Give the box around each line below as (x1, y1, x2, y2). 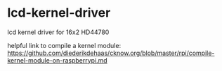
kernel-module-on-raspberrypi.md (7, 56, 107, 64)
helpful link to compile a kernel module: (7, 41, 122, 49)
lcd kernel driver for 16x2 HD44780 (7, 28, 110, 36)
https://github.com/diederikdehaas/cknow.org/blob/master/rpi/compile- (7, 49, 215, 57)
